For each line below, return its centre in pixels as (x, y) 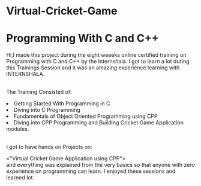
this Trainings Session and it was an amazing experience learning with (93, 68)
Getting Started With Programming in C (62, 103)
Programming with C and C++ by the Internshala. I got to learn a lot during (98, 62)
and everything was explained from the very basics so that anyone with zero (100, 165)
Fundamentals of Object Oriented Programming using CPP (86, 116)
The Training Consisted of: (39, 92)
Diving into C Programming (47, 110)
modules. (18, 129)
